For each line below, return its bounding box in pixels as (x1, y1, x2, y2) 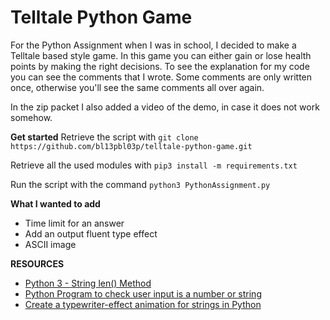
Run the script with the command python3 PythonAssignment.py (10, 178, 271, 190)
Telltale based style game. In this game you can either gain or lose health (10, 49, 312, 61)
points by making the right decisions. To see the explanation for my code (10, 60, 310, 72)
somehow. (10, 111, 53, 123)
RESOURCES (10, 257, 65, 270)
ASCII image (24, 238, 77, 250)
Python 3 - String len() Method (24, 277, 152, 289)
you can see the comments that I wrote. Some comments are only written (10, 71, 313, 83)
